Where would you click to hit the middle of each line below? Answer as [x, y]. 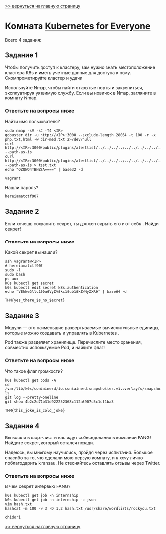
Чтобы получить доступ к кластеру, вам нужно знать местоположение [80, 67]
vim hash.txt [19, 504]
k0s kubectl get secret [30, 283]
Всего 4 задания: [23, 40]
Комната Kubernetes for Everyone [78, 26]
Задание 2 [22, 212]
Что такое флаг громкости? [34, 371]
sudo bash [15, 275]
